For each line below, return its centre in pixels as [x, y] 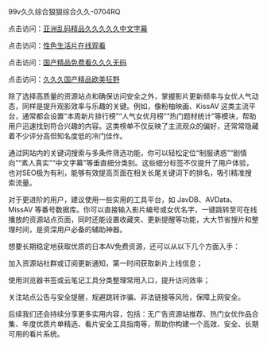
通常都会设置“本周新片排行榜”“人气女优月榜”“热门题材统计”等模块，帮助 [139, 116]
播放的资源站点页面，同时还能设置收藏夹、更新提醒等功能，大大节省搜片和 [130, 220]
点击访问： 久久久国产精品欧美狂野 [64, 79]
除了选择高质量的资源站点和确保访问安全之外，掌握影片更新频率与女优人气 [130, 96]
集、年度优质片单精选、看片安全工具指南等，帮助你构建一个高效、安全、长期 [133, 324]
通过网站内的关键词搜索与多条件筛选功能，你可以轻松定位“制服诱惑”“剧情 [128, 153]
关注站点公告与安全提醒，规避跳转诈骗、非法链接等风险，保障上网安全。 [126, 297]
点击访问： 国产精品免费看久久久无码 [68, 62]
